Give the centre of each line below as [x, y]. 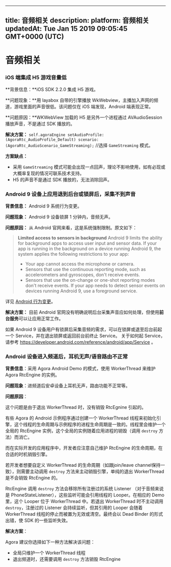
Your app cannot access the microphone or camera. [80, 264]
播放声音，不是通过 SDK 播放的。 [40, 124]
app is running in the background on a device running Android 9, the [89, 249]
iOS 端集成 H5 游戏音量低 [36, 77]
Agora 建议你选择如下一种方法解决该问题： [50, 542]
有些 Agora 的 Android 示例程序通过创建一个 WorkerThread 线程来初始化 [81, 418]
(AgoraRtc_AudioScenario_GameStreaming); [50, 145]
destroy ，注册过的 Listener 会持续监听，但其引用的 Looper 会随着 [74, 508]
